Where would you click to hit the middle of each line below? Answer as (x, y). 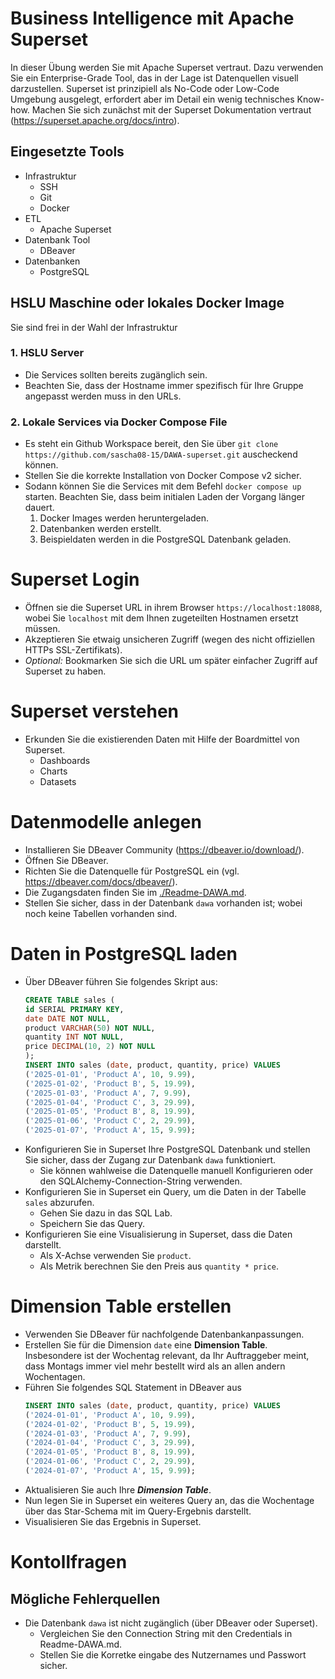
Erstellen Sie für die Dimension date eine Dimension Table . (146, 1344)
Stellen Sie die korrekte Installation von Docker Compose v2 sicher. (163, 476)
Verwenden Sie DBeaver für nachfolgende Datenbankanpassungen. (164, 1334)
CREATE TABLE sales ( (69, 1000)
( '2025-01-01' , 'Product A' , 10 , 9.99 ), (110, 1074)
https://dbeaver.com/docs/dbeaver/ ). (101, 881)
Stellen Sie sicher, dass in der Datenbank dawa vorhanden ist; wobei (163, 903)
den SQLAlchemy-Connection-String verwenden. (141, 1181)
